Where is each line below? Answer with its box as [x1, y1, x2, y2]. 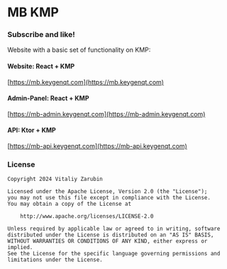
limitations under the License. [7, 256, 103, 263]
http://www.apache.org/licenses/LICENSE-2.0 [20, 213, 154, 220]
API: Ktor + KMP [7, 126, 57, 135]
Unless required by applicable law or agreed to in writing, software [7, 225, 221, 233]
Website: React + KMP [7, 62, 75, 71]
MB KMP [7, 4, 59, 21]
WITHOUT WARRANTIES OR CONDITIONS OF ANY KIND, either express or [7, 238, 208, 245]
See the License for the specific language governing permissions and [7, 250, 221, 258]
